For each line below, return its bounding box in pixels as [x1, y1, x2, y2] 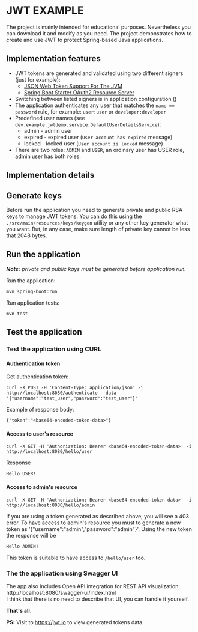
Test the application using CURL [6, 345, 102, 353]
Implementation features [6, 53, 101, 64]
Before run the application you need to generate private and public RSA [6, 206, 183, 213]
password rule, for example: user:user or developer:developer [14, 108, 167, 115]
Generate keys [6, 190, 62, 201]
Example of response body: [6, 406, 74, 413]
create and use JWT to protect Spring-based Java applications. [6, 36, 164, 43]
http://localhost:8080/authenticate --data [6, 390, 117, 397]
